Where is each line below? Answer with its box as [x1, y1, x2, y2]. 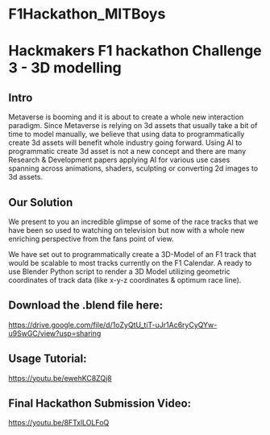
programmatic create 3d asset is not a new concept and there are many [8, 147, 247, 156]
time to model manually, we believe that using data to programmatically [8, 130, 245, 139]
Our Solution [8, 195, 73, 209]
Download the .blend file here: [8, 299, 164, 313]
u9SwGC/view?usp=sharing [8, 328, 102, 338]
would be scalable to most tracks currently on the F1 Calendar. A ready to [8, 259, 252, 267]
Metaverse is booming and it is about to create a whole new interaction [8, 112, 244, 122]
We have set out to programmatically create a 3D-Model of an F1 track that [8, 250, 256, 259]
